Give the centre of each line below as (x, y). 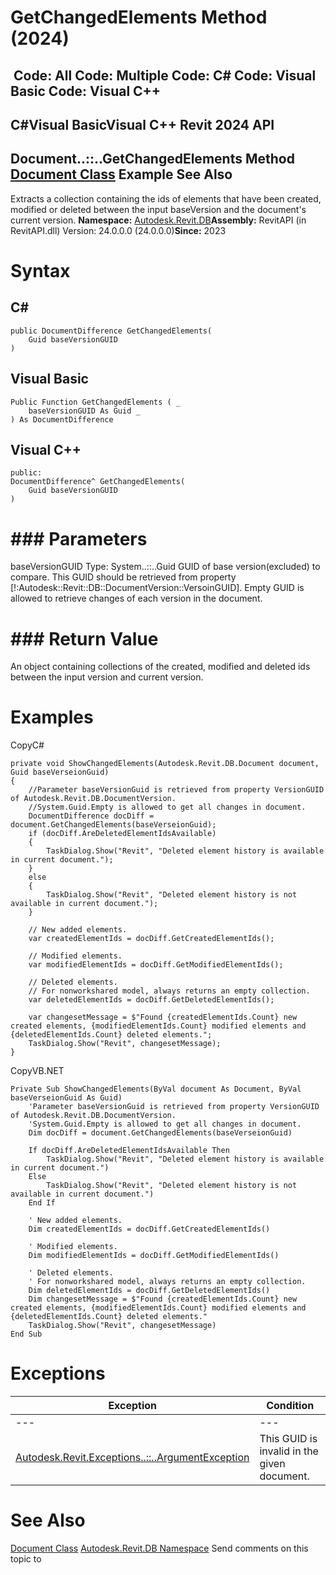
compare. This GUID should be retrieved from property (123, 577)
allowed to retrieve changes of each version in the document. (136, 598)
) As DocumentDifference (62, 419)
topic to (26, 1559)
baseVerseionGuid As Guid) (66, 1098)
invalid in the (289, 1451)
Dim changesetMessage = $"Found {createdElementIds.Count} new (163, 1299)
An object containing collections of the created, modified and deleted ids (160, 667)
